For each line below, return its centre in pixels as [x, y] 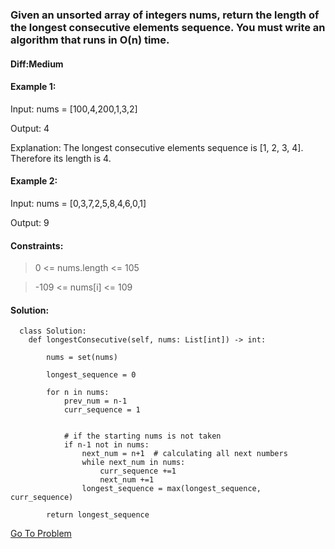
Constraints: [37, 245]
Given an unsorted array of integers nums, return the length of [165, 15]
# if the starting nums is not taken [142, 436]
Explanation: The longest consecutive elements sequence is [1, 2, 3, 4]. [157, 147]
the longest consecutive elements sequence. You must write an [168, 27]
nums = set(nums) [82, 358]
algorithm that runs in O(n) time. [90, 40]
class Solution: [53, 331]
